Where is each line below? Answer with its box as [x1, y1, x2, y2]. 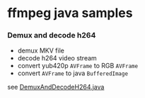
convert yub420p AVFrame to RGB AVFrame [17, 62, 139, 70]
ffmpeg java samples [7, 5, 133, 21]
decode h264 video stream [17, 54, 97, 62]
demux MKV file [17, 46, 65, 55]
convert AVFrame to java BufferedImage [17, 69, 129, 77]
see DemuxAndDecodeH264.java [7, 83, 105, 92]
